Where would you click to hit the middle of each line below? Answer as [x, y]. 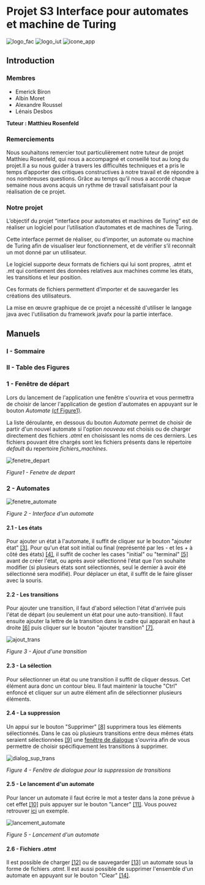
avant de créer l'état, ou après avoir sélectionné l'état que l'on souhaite [96, 561]
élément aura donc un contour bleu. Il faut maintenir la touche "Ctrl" [92, 686]
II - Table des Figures [38, 368]
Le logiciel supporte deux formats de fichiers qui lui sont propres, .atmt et [99, 264]
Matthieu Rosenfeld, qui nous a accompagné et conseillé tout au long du [98, 159]
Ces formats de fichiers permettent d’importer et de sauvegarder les [92, 289]
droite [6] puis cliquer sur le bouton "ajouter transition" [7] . [80, 627]
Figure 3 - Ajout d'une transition [47, 651]
